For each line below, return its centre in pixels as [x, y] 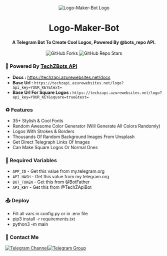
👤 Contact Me [22, 237]
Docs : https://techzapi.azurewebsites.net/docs [61, 77]
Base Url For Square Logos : [42, 92]
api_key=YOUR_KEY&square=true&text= [50, 97]
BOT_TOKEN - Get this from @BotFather [51, 182]
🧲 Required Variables [31, 160]
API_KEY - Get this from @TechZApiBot [52, 187]
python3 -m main [30, 224]
